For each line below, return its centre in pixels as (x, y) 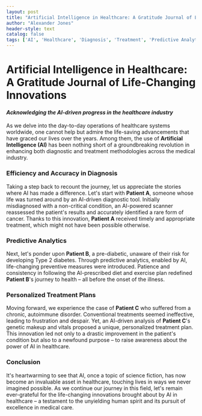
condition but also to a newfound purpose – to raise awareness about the (97, 340)
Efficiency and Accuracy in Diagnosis (62, 174)
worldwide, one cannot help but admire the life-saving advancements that (98, 132)
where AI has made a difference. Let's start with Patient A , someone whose (100, 193)
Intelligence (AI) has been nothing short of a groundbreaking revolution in (98, 145)
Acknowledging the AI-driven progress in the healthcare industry (90, 112)
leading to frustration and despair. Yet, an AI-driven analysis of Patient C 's (98, 321)
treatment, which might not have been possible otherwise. (78, 225)
